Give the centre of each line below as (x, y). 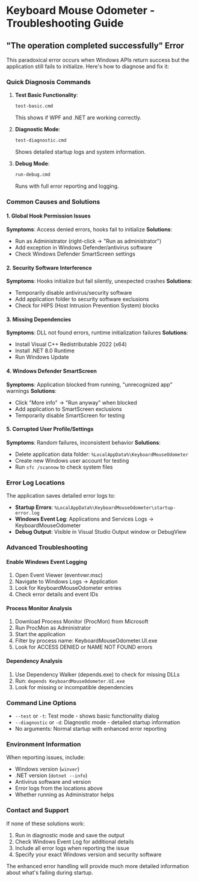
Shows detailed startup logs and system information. (80, 152)
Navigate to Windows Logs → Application (66, 581)
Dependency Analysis (35, 661)
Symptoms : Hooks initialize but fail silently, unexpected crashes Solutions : (99, 281)
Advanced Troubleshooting (47, 548)
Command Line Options (42, 702)
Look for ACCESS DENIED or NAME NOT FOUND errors (84, 647)
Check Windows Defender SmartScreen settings (75, 254)
